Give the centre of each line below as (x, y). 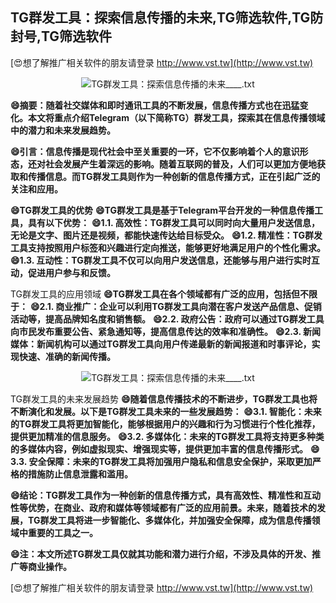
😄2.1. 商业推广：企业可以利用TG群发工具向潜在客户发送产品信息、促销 (175, 306)
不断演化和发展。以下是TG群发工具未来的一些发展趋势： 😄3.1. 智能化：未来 (166, 411)
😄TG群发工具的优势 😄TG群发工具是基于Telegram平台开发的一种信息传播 (162, 210)
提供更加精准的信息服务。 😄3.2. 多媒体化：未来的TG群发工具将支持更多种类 (167, 436)
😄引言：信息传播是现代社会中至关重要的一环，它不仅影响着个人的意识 (155, 151)
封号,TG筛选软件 (61, 36)
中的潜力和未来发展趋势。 (63, 130)
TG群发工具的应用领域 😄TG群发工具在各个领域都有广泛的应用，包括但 (155, 294)
